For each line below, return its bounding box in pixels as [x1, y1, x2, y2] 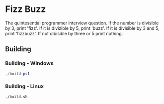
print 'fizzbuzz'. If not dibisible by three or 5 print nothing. [5, 30, 123, 36]
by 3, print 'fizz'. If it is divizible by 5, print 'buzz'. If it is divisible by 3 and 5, [5, 25, 160, 31]
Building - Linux [5, 83, 44, 90]
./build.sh [5, 94, 28, 99]
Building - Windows [5, 60, 54, 67]
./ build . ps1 [5, 71, 30, 76]
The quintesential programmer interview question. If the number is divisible [5, 20, 159, 26]
